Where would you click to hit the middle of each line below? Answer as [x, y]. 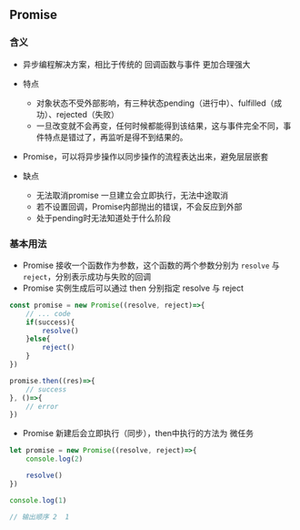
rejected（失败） [88, 114]
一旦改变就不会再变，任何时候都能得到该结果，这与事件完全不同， [160, 126]
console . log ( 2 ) [55, 459]
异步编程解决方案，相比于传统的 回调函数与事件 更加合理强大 [136, 64]
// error [42, 406]
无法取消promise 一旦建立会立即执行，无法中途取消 [132, 195]
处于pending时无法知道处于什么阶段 [103, 218]
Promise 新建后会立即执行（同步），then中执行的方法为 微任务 [138, 433]
